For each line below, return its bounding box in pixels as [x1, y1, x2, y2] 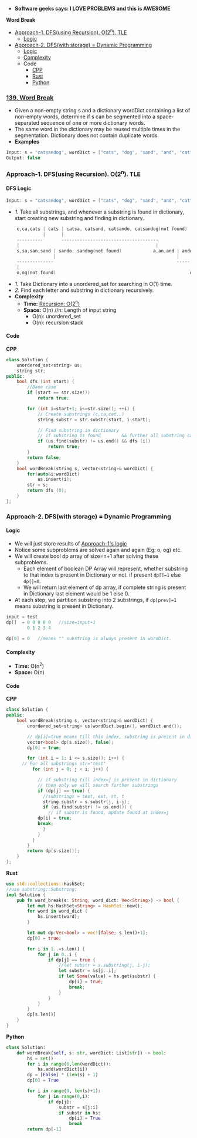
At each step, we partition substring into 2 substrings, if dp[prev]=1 [14, 596, 177, 603]
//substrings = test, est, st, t [43, 793, 125, 799]
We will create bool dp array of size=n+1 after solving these [14, 553, 158, 560]
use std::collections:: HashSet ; [6, 881, 85, 887]
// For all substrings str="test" [21, 761, 107, 767]
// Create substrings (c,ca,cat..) [37, 411, 125, 417]
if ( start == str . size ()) [27, 390, 91, 396]
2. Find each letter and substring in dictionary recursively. [14, 287, 154, 294]
